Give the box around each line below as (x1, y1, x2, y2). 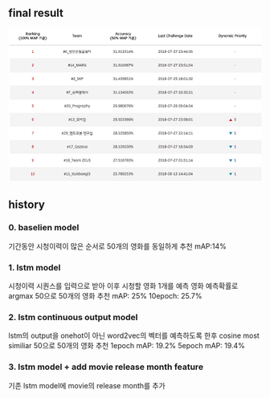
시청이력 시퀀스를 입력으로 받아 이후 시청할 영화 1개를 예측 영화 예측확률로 (8, 281, 239, 291)
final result (8, 6, 64, 20)
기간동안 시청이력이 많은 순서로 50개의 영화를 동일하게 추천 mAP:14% (8, 241, 227, 251)
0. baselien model (8, 222, 80, 234)
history (8, 198, 46, 212)
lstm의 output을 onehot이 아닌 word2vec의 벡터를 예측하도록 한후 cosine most (8, 331, 260, 340)
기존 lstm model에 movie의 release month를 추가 (8, 380, 166, 390)
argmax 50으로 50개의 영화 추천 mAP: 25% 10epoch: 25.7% (8, 291, 202, 301)
